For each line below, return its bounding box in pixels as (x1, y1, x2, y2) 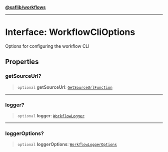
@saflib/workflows (5, 5, 46, 10)
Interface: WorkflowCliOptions (5, 27, 135, 38)
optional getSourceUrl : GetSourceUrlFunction (17, 84, 112, 90)
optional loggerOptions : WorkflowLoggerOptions (17, 141, 117, 147)
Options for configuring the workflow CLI (5, 43, 90, 49)
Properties (5, 58, 39, 66)
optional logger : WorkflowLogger (17, 112, 85, 118)
